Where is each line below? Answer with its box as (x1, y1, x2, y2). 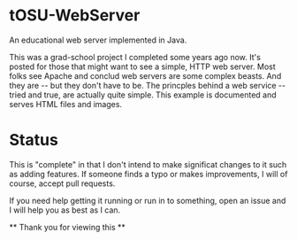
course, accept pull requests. (9, 178, 116, 189)
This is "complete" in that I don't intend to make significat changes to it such (9, 159, 287, 169)
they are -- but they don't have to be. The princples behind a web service (9, 80, 277, 90)
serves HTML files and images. (9, 98, 122, 109)
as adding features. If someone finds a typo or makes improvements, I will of (9, 168, 288, 179)
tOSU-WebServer (9, 5, 141, 26)
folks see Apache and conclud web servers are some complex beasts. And (9, 70, 282, 81)
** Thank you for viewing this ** (9, 222, 126, 232)
